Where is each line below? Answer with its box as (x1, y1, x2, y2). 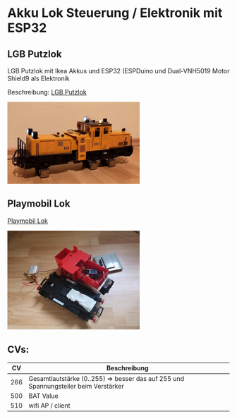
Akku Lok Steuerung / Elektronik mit (7, 5, 223, 21)
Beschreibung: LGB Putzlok (7, 88, 87, 96)
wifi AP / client (28, 401, 71, 410)
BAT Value (28, 391, 59, 400)
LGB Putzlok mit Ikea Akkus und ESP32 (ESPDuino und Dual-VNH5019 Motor (7, 67, 231, 75)
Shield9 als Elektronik (7, 74, 70, 83)
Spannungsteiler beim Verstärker (28, 382, 125, 390)
